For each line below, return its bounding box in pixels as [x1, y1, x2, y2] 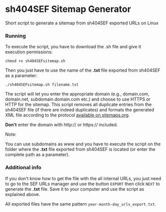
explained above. [5, 191, 40, 197]
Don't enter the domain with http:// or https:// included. [5, 122, 118, 128]
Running [5, 32, 26, 39]
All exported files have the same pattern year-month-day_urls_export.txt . [5, 201, 157, 207]
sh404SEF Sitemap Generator [5, 3, 131, 15]
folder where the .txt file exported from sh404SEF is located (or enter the [5, 146, 156, 152]
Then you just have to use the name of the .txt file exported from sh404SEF [5, 67, 161, 73]
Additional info [5, 164, 42, 171]
